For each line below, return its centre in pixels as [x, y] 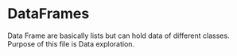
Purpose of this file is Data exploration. [71, 43]
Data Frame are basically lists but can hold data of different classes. [118, 35]
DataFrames [49, 14]
